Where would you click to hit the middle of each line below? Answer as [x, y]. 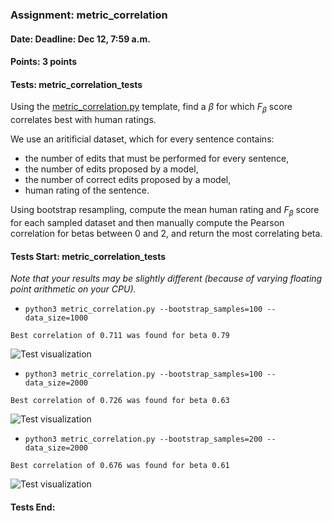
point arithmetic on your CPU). [73, 289]
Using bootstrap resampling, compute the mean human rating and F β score [165, 211]
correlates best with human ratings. [83, 120]
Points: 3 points [44, 62]
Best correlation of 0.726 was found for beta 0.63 [120, 401]
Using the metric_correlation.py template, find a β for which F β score [151, 108]
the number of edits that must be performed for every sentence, [157, 159]
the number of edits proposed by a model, [111, 169]
